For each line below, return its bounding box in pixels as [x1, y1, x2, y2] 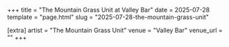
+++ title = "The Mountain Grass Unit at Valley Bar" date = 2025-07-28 [7, 6, 210, 14]
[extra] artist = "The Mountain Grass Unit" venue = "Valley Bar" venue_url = [7, 27, 223, 34]
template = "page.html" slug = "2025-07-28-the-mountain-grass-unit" [7, 13, 210, 21]
